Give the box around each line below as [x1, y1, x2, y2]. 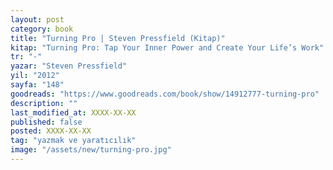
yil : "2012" [10, 71, 60, 81]
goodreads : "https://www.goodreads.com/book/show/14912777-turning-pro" [10, 89, 320, 99]
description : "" [10, 98, 78, 108]
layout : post [10, 14, 65, 25]
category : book [10, 24, 74, 34]
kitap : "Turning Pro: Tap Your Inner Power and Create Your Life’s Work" [10, 42, 325, 53]
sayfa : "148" [10, 80, 65, 90]
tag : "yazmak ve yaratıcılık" [10, 136, 137, 146]
